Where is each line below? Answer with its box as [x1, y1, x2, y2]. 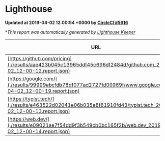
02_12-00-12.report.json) [7, 67, 70, 74]
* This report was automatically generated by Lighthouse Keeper [5, 29, 136, 35]
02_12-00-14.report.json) [7, 128, 70, 135]
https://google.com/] [9, 75, 57, 82]
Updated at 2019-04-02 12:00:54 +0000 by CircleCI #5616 [5, 20, 129, 25]
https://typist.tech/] [9, 95, 55, 102]
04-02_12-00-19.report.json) [7, 87, 80, 94]
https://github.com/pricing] [9, 55, 72, 62]
